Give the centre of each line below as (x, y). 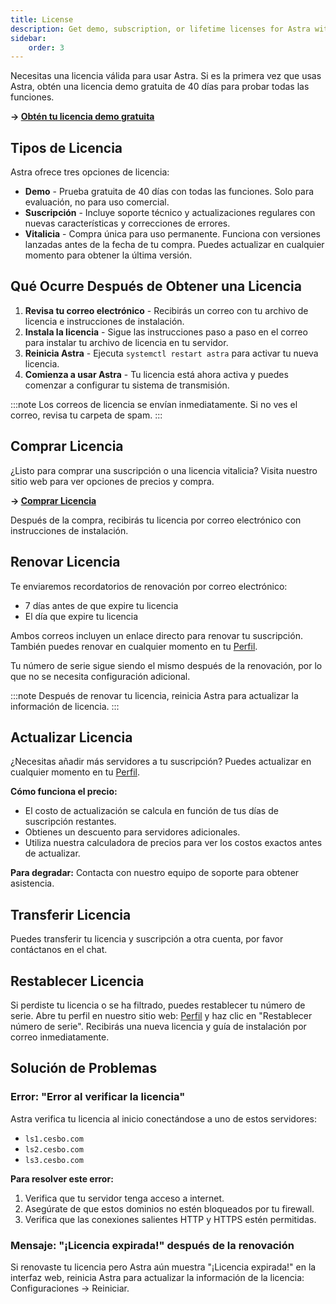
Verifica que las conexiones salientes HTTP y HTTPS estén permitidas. (170, 1219)
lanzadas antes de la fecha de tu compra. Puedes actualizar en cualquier (174, 245)
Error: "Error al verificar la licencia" (98, 1097)
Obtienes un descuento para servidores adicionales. (132, 832)
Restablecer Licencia (77, 981)
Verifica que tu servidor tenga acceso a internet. (124, 1198)
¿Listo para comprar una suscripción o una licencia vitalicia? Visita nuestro (164, 470)
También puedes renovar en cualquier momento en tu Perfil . (134, 646)
